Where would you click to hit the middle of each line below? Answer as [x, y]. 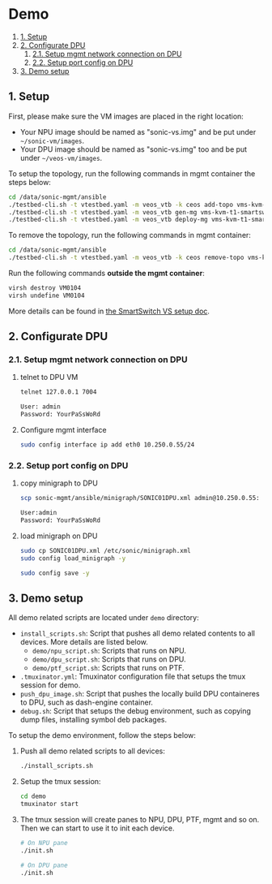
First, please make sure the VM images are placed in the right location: [126, 116]
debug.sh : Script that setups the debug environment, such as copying [135, 711]
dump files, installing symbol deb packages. [93, 720]
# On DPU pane [44, 865]
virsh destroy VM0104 [45, 288]
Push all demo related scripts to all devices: [93, 751]
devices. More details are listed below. [84, 642]
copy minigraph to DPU [59, 483]
